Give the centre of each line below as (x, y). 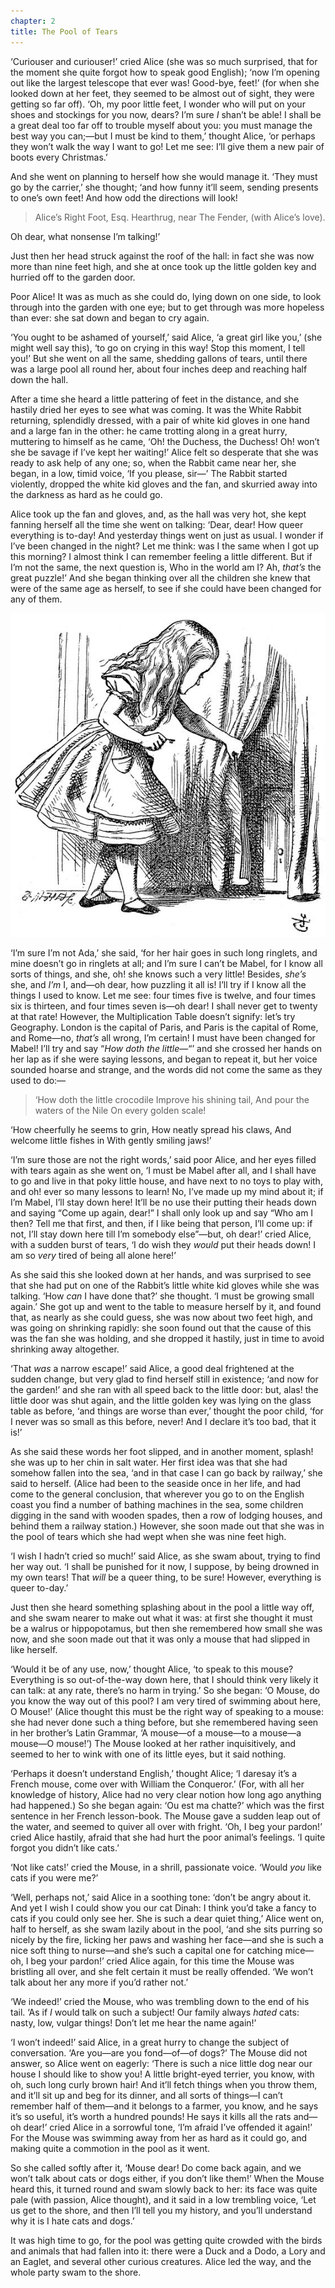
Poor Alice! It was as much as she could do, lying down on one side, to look (166, 296)
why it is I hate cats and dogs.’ (72, 2221)
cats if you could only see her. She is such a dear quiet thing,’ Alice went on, (167, 1918)
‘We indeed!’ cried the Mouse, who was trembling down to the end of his (160, 2001)
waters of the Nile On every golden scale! (120, 1110)
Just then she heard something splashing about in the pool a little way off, (162, 1607)
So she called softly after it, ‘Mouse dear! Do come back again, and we (156, 2167)
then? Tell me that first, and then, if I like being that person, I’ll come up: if (161, 1223)
